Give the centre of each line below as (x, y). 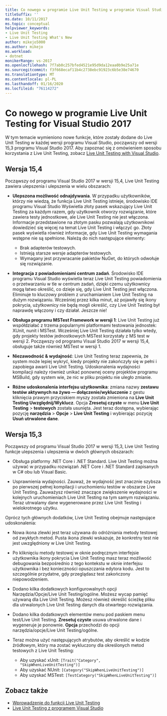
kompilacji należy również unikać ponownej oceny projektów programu (85, 372)
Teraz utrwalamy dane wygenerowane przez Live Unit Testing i (77, 503)
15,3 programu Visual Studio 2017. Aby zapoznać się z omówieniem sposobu (83, 148)
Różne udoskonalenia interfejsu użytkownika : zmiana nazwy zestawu (85, 387)
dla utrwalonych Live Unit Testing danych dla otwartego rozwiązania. (83, 605)
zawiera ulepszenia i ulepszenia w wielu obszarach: (58, 186)
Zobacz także (27, 691)
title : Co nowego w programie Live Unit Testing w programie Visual (78, 10)
